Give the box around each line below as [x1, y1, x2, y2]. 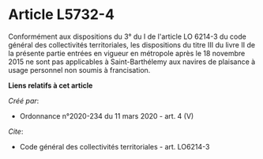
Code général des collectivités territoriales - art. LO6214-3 [19, 142, 210, 151]
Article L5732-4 [8, 6, 115, 24]
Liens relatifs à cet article [8, 81, 93, 90]
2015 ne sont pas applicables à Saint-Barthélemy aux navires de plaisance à [8, 57, 256, 66]
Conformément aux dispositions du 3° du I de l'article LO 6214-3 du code [8, 32, 246, 41]
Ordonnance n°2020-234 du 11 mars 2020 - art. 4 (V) [19, 111, 194, 120]
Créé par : [8, 96, 39, 105]
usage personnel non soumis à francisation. [8, 65, 151, 74]
